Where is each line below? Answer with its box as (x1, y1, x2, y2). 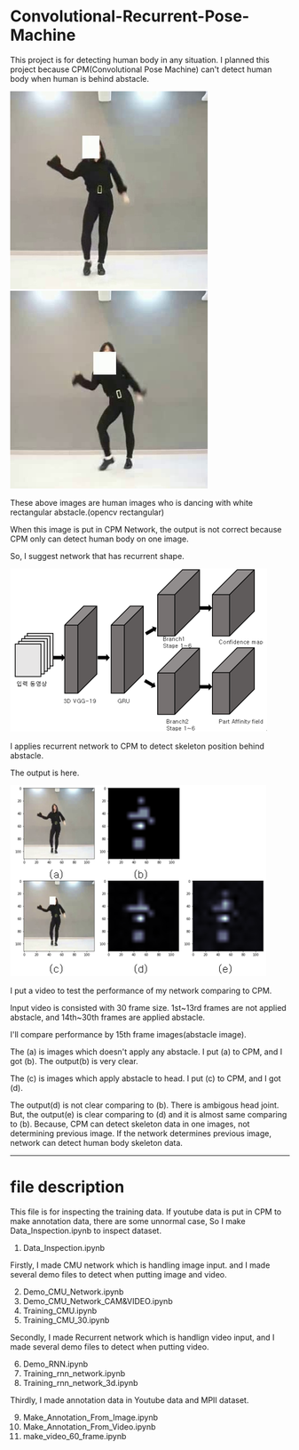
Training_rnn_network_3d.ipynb (22, 1377, 138, 1388)
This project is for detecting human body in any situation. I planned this (10, 54, 270, 65)
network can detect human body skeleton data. (10, 1137, 183, 1148)
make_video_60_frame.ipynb (22, 1430, 127, 1441)
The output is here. (10, 767, 80, 778)
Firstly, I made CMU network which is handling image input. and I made (10, 1260, 271, 1270)
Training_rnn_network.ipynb (22, 1367, 126, 1379)
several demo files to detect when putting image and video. (10, 1269, 227, 1279)
